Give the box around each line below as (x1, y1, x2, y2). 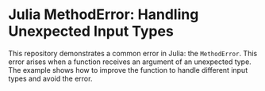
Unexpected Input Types (8, 22, 175, 40)
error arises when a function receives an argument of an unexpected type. (8, 57, 252, 66)
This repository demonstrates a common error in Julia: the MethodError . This (8, 48, 258, 58)
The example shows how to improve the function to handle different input (8, 65, 248, 74)
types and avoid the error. (8, 74, 93, 83)
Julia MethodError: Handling (8, 6, 199, 24)
